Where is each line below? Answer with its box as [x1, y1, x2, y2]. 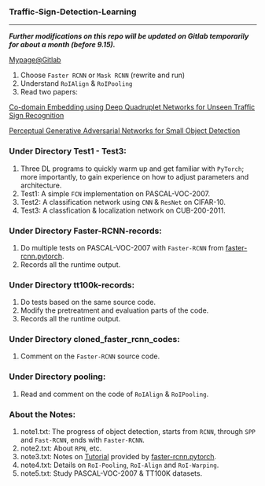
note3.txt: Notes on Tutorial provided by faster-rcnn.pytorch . [20, 452, 217, 462]
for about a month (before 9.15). [9, 40, 116, 50]
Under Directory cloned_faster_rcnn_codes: [9, 334, 180, 345]
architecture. [20, 180, 62, 190]
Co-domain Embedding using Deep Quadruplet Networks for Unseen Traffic [9, 102, 256, 112]
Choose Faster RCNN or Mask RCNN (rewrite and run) [20, 70, 186, 80]
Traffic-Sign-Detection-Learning [9, 6, 137, 17]
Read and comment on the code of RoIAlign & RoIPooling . [20, 389, 209, 399]
